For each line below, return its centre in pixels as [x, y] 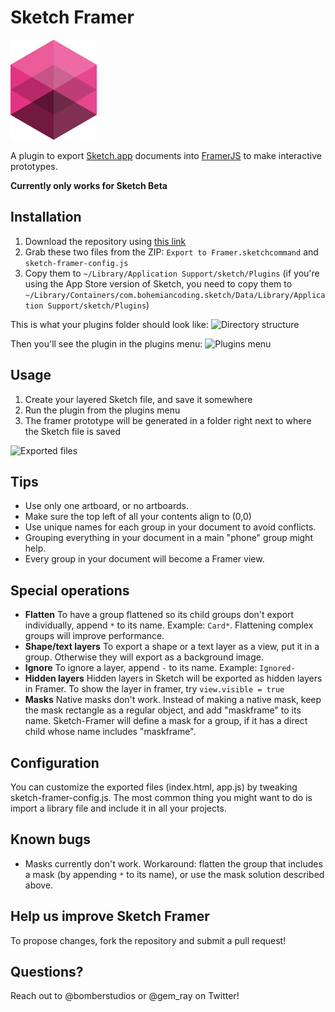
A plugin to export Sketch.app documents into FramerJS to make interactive [166, 155]
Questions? [47, 972]
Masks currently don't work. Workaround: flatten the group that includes [173, 863]
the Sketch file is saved [73, 431]
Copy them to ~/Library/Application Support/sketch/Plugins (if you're [172, 273]
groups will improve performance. [94, 636]
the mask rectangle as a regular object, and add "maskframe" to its [163, 710]
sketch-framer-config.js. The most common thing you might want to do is [161, 797]
